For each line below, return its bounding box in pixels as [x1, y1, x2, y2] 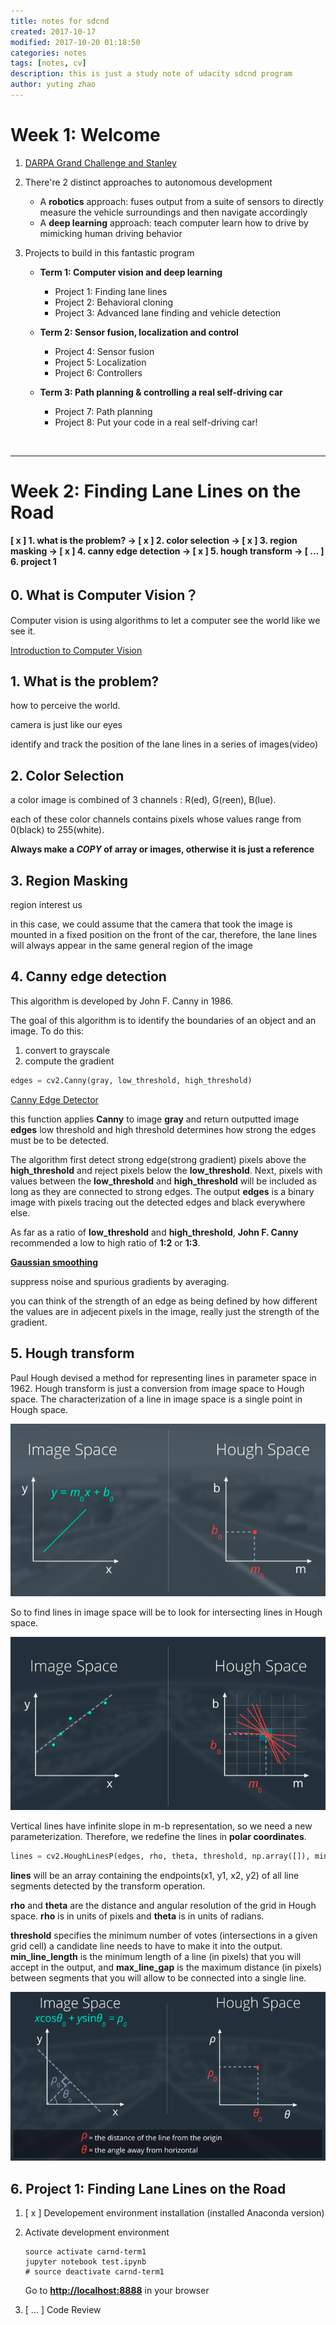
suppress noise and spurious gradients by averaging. [10, 1275, 230, 1287]
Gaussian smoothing [10, 1256, 99, 1268]
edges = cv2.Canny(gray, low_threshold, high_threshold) [10, 1075, 253, 1085]
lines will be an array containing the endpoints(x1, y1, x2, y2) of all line [10, 1869, 300, 1881]
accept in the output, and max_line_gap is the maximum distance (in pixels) [10, 1961, 323, 1973]
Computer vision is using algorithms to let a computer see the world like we [10, 614, 321, 626]
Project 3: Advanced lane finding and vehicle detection [54, 306, 282, 319]
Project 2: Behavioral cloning [54, 296, 174, 308]
